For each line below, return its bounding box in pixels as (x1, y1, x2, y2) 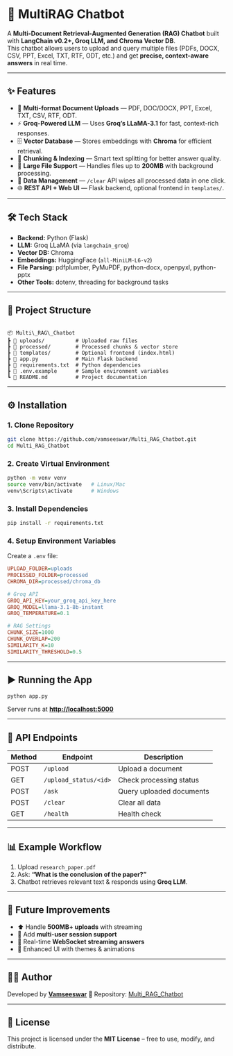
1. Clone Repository (7, 420, 74, 430)
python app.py (7, 692, 49, 700)
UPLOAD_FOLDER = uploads (7, 565, 73, 572)
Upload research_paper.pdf (17, 863, 96, 871)
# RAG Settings (7, 623, 51, 630)
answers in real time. (7, 58, 68, 67)
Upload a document (117, 764, 182, 773)
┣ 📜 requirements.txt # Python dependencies (7, 362, 141, 369)
